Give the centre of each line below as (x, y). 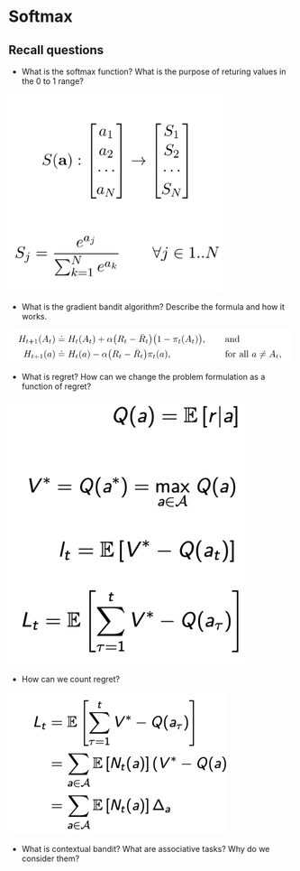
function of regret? (56, 386)
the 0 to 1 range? (53, 81)
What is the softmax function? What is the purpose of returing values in (154, 71)
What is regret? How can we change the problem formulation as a (143, 376)
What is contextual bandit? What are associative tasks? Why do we (145, 848)
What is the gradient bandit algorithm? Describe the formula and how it (153, 307)
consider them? (50, 858)
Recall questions (56, 50)
